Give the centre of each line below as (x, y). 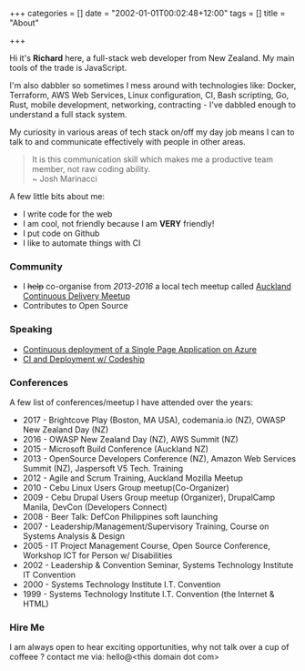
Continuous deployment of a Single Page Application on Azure (140, 349)
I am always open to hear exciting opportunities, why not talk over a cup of (149, 647)
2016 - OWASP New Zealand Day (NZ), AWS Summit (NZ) (130, 439)
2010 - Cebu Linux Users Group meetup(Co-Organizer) (126, 487)
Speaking (31, 330)
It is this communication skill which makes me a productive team (152, 159)
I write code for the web (67, 214)
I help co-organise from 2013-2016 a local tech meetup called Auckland (157, 287)
